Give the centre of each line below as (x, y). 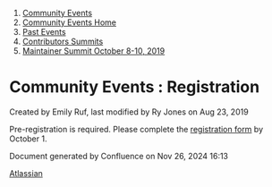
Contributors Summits (63, 41)
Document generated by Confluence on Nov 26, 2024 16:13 (119, 156)
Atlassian (26, 173)
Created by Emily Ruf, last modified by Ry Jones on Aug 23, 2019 (129, 112)
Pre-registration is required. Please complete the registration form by (136, 129)
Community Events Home (69, 22)
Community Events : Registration (135, 87)
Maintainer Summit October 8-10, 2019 (93, 51)
